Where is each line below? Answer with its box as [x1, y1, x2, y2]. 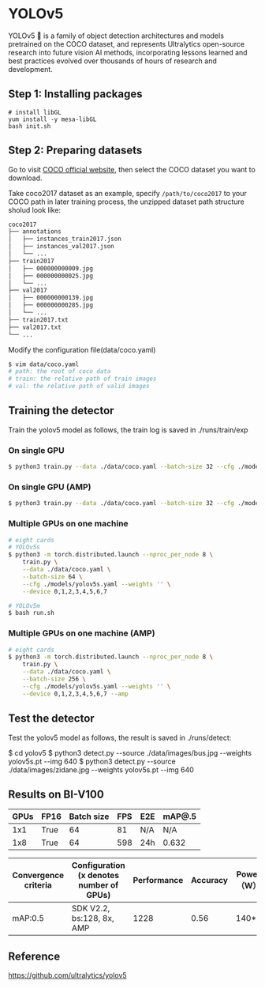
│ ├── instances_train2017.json [8, 235, 122, 243]
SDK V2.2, [71, 903, 110, 914]
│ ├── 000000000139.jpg [8, 294, 93, 302]
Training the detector [8, 404, 114, 417]
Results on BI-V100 [8, 787, 104, 801]
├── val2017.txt [8, 323, 62, 331]
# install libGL [8, 108, 62, 116]
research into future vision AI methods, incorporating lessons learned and [8, 47, 248, 57]
